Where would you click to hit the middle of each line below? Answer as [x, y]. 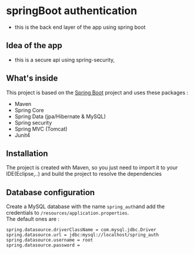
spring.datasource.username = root [50, 240]
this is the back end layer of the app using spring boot [80, 27]
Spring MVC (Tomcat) [41, 129]
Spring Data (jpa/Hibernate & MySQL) [60, 116]
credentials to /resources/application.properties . [68, 213]
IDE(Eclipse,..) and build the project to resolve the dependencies [84, 174]
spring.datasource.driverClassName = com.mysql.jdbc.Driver [81, 230]
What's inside [32, 78]
